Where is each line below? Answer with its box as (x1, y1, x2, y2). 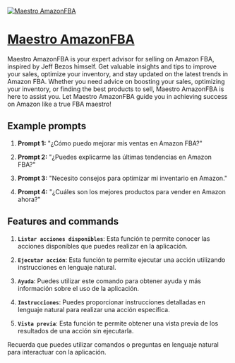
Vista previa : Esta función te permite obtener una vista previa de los (17, 319, 219, 328)
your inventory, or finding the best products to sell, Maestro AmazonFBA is (7, 85, 224, 93)
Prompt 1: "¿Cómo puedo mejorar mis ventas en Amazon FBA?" (17, 138, 203, 148)
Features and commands (7, 215, 119, 227)
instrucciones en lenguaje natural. (17, 263, 116, 271)
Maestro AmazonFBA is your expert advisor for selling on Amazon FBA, (7, 54, 215, 63)
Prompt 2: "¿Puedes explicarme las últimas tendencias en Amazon (17, 153, 212, 161)
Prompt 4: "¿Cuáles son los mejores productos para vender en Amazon (17, 187, 226, 196)
